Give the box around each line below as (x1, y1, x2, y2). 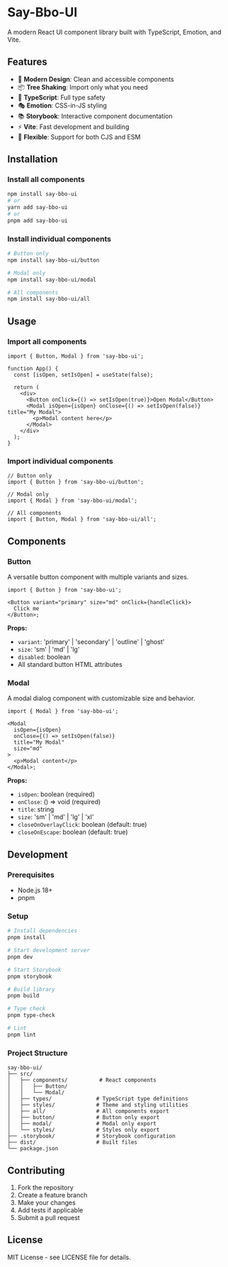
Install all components (7, 175, 85, 185)
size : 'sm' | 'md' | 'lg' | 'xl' (17, 813, 94, 821)
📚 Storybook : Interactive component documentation (17, 112, 173, 120)
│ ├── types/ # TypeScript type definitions (7, 1096, 189, 1103)
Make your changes (17, 1198, 76, 1207)
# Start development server (7, 947, 91, 954)
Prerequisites (7, 870, 55, 880)
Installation (7, 154, 58, 166)
